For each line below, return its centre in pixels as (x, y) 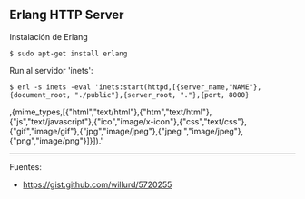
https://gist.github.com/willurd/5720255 (97, 184)
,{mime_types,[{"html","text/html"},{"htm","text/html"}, (111, 112)
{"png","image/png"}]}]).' (56, 141)
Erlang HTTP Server (67, 15)
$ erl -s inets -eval (50, 87)
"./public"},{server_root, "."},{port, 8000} (162, 95)
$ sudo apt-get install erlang (69, 54)
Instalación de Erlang (49, 36)
